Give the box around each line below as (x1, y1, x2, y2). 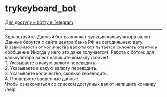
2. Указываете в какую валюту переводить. (5, 65, 98, 71)
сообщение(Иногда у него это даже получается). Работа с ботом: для (5, 49, 154, 55)
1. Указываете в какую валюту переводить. (5, 60, 97, 66)
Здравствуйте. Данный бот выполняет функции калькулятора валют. (5, 33, 152, 40)
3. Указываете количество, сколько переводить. (5, 70, 108, 76)
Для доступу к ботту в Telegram (5, 19, 73, 25)
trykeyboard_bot (5, 3, 76, 14)
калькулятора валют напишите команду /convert (5, 54, 109, 60)
